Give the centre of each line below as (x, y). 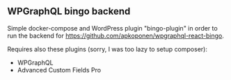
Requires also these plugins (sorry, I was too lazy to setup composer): (107, 49)
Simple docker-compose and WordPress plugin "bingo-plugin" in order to (112, 28)
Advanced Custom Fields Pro (59, 70)
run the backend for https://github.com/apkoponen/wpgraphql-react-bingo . (116, 35)
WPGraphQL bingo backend (69, 11)
